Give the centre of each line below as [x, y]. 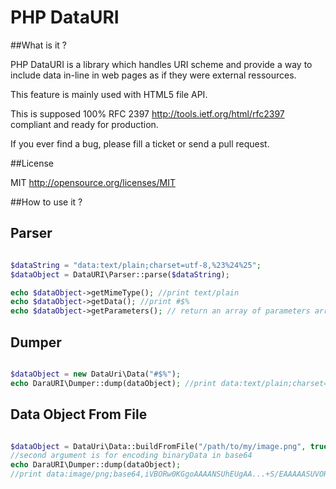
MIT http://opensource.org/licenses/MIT [93, 182]
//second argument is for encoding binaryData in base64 [131, 456]
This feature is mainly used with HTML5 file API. [109, 94]
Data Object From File [79, 414]
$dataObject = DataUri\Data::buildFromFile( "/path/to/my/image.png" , [158, 446]
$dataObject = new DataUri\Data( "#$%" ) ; [96, 374]
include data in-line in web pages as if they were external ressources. [153, 75]
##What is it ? [38, 45]
